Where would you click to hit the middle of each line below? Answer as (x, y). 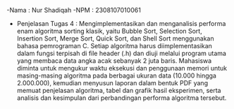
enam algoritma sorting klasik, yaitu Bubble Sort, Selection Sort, (109, 31)
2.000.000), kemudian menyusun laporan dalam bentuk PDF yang (112, 83)
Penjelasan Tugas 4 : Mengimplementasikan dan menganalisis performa (121, 23)
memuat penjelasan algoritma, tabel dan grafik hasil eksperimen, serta (119, 90)
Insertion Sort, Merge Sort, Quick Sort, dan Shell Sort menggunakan (115, 38)
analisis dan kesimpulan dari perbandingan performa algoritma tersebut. (122, 98)
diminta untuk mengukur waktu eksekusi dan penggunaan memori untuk (122, 68)
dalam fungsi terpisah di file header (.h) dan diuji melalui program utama (122, 53)
